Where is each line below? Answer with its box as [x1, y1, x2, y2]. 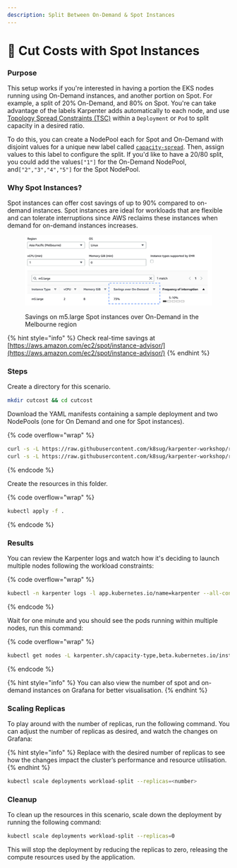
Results [7, 537, 34, 547]
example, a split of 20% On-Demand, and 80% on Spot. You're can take [7, 99, 217, 107]
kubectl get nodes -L [7, 652, 71, 659]
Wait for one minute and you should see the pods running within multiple [7, 616, 219, 624]
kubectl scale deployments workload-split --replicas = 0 [7, 833, 175, 840]
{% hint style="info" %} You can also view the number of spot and [7, 678, 200, 686]
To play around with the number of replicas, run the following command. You [7, 720, 230, 728]
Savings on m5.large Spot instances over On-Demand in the [25, 312, 199, 321]
